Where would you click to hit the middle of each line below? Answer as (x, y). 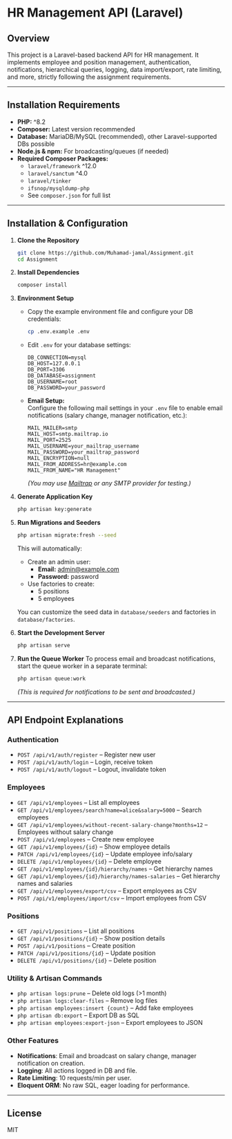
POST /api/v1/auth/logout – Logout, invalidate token (92, 770)
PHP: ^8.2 (31, 122)
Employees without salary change (65, 832)
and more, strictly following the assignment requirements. (89, 77)
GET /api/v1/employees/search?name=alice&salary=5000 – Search (109, 810)
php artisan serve (43, 645)
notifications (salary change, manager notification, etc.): (107, 416)
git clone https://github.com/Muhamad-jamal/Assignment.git (105, 253)
